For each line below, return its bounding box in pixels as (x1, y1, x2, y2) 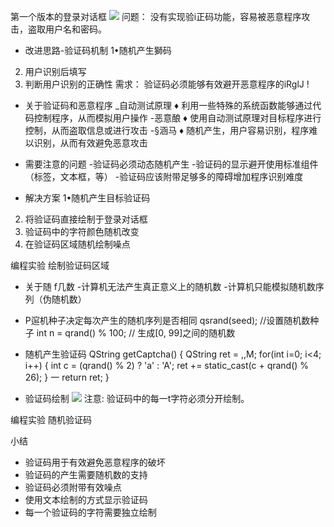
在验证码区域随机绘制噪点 (24, 238, 131, 250)
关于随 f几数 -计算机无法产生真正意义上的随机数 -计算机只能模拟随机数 (24, 281, 316, 292)
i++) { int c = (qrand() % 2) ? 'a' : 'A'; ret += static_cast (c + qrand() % (24, 360, 310, 371)
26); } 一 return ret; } (24, 371, 110, 383)
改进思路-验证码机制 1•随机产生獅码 (24, 45, 172, 56)
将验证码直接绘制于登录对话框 (24, 213, 148, 225)
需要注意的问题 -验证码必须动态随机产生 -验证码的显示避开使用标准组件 (24, 158, 319, 170)
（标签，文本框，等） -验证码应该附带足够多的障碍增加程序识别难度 (24, 171, 304, 182)
